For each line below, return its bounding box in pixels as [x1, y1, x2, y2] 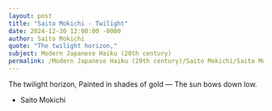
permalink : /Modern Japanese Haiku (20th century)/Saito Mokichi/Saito [8, 58, 255, 66]
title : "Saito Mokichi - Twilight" [8, 19, 129, 28]
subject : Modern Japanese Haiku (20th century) [8, 49, 172, 58]
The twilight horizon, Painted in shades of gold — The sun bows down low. [8, 79, 257, 89]
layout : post [8, 11, 53, 20]
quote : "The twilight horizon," [8, 42, 117, 50]
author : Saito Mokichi [8, 34, 85, 43]
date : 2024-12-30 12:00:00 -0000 [8, 27, 121, 35]
